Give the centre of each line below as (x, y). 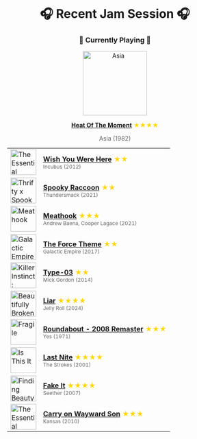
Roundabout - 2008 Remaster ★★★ (105, 329)
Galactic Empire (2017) (72, 251)
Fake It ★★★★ (69, 385)
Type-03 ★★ (66, 272)
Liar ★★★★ (65, 300)
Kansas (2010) (62, 421)
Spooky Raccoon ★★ (80, 187)
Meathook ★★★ (72, 215)
